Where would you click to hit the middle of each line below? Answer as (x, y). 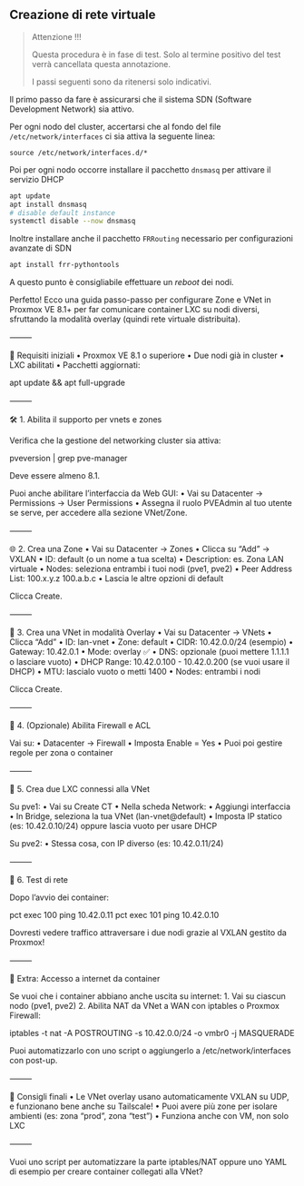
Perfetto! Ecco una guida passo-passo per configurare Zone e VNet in (140, 300)
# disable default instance (63, 212)
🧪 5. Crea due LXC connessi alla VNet (80, 789)
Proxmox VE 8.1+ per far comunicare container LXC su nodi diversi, (135, 310)
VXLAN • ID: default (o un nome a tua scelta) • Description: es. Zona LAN (147, 559)
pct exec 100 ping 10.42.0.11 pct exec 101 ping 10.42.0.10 (114, 915)
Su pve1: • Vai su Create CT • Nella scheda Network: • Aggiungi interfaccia (150, 806)
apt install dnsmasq (49, 204)
